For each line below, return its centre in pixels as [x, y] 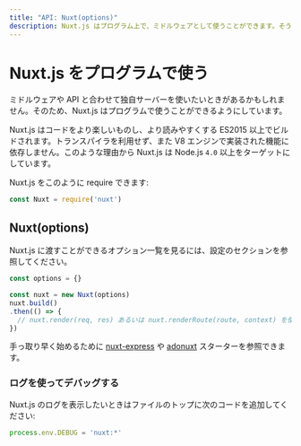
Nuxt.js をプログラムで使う [109, 73]
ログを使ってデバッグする [64, 383]
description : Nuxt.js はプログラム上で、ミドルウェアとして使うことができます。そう [151, 26]
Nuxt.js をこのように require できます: [79, 183]
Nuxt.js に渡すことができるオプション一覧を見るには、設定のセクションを [145, 250]
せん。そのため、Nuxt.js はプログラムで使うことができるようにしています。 [148, 111]
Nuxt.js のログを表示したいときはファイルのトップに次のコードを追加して [145, 404]
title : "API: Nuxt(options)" [64, 17]
